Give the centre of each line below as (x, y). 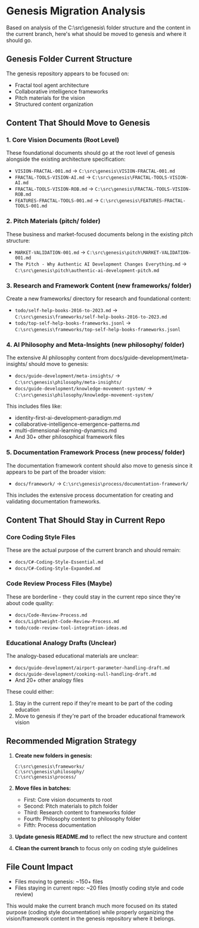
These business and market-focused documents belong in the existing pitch (100, 234)
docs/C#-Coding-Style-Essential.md (59, 562)
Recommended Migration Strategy (71, 741)
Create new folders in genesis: (53, 755)
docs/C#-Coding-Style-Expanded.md (57, 569)
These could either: (30, 691)
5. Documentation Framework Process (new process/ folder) (96, 453)
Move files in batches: (43, 788)
